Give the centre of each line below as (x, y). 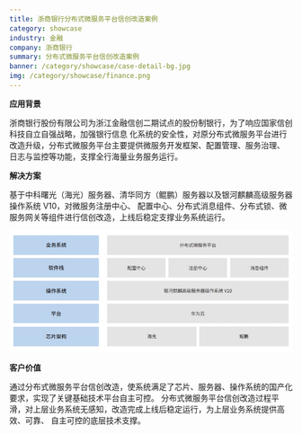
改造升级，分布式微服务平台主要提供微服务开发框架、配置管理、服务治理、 (147, 145)
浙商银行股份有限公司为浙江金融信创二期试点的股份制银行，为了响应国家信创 (151, 122)
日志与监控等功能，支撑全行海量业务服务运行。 (96, 156)
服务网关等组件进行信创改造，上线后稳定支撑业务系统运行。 (120, 217)
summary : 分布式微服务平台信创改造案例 (74, 57)
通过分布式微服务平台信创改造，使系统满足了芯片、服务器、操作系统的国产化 (151, 386)
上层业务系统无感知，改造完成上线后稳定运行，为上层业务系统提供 (155, 409)
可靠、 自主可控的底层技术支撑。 (85, 420)
